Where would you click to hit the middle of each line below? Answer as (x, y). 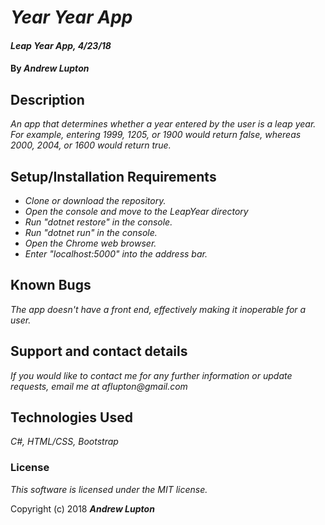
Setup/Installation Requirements (113, 176)
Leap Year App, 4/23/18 (61, 45)
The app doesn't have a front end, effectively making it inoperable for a (158, 309)
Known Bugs (51, 285)
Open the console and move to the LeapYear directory (136, 211)
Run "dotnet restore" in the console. (98, 222)
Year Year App (71, 17)
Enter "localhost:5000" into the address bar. (116, 254)
